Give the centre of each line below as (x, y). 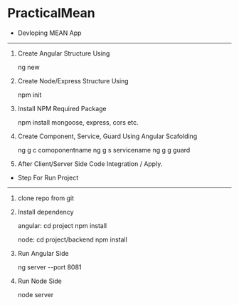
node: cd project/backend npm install (73, 239)
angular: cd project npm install (62, 225)
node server (36, 294)
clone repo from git (46, 198)
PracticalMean (52, 13)
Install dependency (46, 212)
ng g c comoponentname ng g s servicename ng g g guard (104, 150)
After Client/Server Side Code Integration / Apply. (90, 164)
